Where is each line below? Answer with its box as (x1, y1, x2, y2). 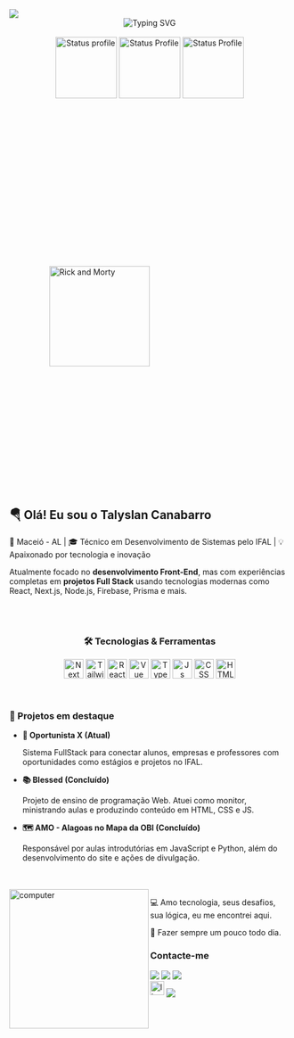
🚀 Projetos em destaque (9, 710, 115, 722)
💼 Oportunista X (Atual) (21, 730, 111, 741)
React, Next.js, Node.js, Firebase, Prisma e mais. (9, 585, 187, 596)
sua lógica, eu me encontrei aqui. (150, 910, 273, 921)
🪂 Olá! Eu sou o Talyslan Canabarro (9, 507, 212, 523)
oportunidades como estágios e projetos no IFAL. (21, 757, 203, 768)
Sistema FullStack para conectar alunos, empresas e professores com (21, 747, 280, 758)
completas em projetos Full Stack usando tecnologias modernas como (9, 575, 270, 587)
